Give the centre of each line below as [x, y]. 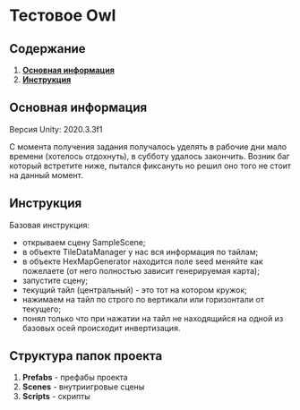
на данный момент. [46, 175]
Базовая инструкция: [50, 225]
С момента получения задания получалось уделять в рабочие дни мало [148, 146]
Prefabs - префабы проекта [75, 378]
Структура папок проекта [86, 356]
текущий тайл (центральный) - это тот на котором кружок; [135, 290]
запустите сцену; [55, 280]
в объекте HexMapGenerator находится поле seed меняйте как [143, 261]
